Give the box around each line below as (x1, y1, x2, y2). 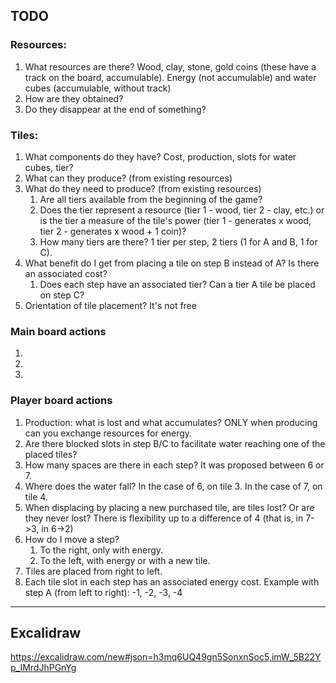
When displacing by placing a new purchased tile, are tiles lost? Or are (24, 501, 315, 513)
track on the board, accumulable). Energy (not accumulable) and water (24, 71, 317, 83)
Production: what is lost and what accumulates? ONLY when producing (24, 416, 318, 428)
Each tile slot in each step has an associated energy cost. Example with (24, 575, 320, 588)
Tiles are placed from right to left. (24, 565, 163, 577)
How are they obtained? (24, 92, 124, 104)
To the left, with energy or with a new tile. (39, 554, 211, 566)
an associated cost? (24, 267, 108, 279)
